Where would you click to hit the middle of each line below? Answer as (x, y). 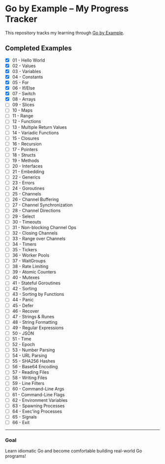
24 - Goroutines (28, 189)
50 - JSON (23, 333)
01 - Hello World (28, 60)
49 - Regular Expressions (38, 328)
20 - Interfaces (27, 166)
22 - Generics (26, 177)
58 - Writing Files (30, 378)
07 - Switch (24, 94)
